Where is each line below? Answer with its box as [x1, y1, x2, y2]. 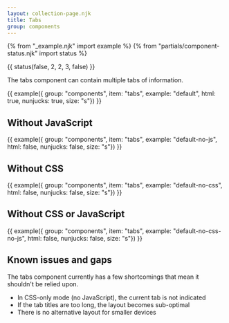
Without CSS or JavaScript [7, 208, 125, 220]
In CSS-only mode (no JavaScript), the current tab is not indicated [17, 293, 206, 302]
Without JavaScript [7, 117, 93, 129]
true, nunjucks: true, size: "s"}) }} [7, 97, 102, 105]
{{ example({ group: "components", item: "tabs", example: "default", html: [7, 89, 216, 98]
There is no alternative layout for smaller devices [17, 308, 157, 316]
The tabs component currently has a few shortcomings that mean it [7, 273, 199, 281]
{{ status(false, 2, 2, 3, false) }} [7, 63, 95, 71]
